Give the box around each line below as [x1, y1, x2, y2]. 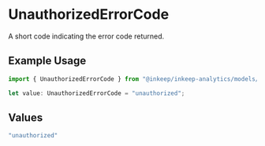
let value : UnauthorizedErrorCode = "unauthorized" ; [8, 89, 185, 97]
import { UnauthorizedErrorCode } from [8, 75, 140, 83]
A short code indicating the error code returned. [8, 31, 165, 41]
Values [8, 111, 43, 124]
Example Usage [8, 54, 87, 68]
